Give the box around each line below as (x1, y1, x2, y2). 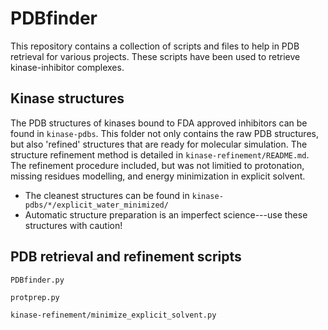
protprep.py (10, 292, 60, 302)
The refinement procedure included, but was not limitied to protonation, (10, 159, 305, 171)
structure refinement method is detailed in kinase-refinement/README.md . (10, 148, 310, 161)
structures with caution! (24, 219, 123, 231)
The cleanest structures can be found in (24, 189, 190, 201)
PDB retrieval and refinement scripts (10, 248, 242, 266)
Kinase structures (10, 90, 125, 107)
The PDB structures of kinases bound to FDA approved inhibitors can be (10, 117, 308, 129)
